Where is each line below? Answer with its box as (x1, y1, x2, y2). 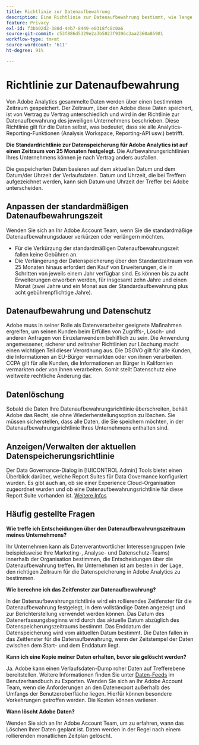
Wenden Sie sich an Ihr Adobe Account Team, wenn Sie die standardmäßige (6, 227, 193, 234)
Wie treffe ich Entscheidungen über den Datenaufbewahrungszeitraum (6, 525, 185, 532)
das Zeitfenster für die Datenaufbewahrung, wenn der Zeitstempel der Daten (6, 635, 194, 643)
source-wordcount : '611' (6, 42, 68, 48)
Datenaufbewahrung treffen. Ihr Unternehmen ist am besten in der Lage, (6, 562, 183, 569)
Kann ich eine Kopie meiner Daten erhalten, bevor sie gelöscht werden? (6, 653, 187, 661)
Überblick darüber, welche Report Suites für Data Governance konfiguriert (6, 472, 188, 480)
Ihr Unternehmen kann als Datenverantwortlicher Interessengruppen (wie (6, 543, 185, 550)
